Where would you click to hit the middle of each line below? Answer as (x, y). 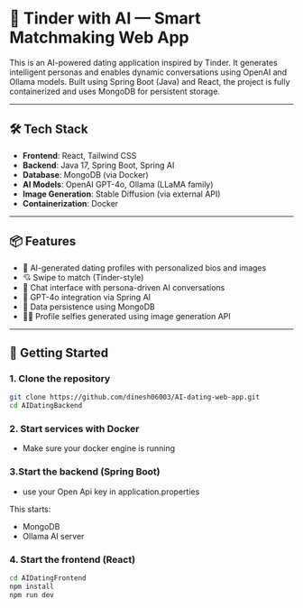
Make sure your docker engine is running (99, 448)
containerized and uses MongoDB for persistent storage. (115, 91)
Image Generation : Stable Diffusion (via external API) (121, 194)
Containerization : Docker (70, 203)
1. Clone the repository (60, 378)
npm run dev (32, 594)
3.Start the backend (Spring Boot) (85, 472)
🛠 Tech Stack (49, 129)
